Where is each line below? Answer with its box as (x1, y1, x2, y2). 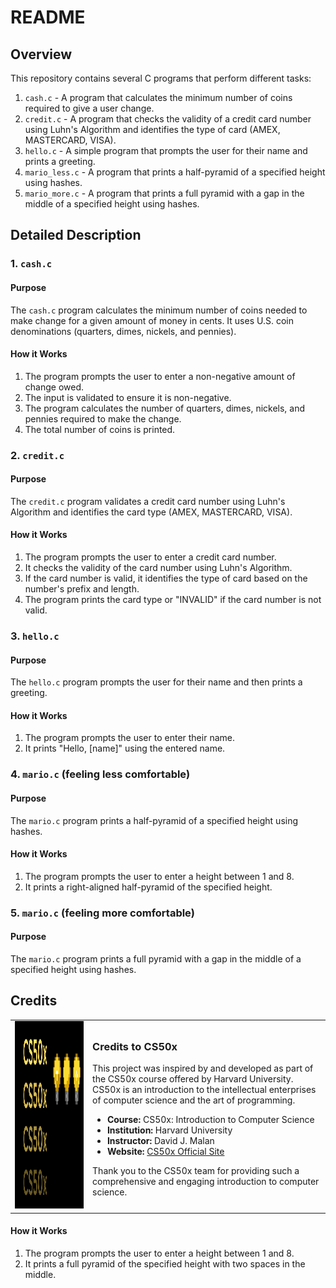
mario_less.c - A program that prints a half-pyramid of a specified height (24, 166, 326, 178)
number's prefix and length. (24, 583, 140, 595)
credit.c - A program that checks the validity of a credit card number (24, 113, 312, 125)
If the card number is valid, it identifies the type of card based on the (24, 572, 308, 585)
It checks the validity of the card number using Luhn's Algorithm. (24, 562, 293, 574)
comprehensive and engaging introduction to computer (92, 1176, 320, 1188)
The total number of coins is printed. (24, 423, 176, 435)
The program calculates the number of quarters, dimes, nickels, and (24, 402, 306, 414)
